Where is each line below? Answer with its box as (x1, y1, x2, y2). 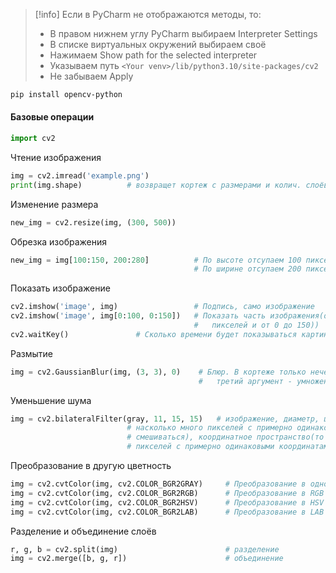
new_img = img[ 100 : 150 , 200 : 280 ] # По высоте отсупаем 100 (10, 255, 302, 265)
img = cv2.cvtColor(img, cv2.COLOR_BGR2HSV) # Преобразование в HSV (10, 497, 325, 508)
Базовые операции (10, 111, 95, 123)
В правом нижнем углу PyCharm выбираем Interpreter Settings (49, 28, 318, 39)
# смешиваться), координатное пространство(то (126, 432, 325, 443)
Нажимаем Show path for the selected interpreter (49, 49, 258, 61)
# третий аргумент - (198, 376, 293, 386)
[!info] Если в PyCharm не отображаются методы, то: (34, 9, 262, 20)
